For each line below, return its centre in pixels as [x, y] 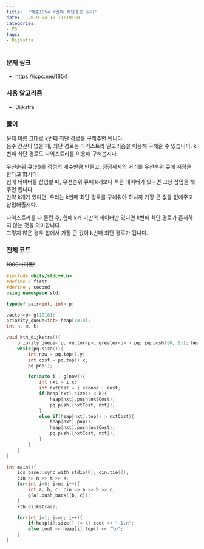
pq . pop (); [40, 366]
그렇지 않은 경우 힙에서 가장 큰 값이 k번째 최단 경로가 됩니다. [77, 233]
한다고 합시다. [23, 174]
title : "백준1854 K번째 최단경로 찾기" [52, 12]
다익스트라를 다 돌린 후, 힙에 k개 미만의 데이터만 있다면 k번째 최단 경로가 [92, 218]
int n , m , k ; [23, 327]
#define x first [27, 282]
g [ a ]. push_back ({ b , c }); [59, 495]
